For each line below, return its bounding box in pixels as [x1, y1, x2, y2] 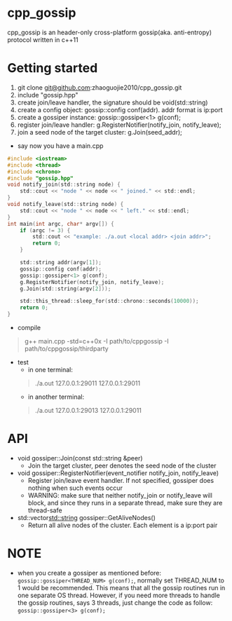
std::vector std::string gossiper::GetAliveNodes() [17, 513, 156, 521]
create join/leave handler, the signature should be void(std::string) [17, 98, 208, 107]
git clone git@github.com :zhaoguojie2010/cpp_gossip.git [17, 83, 182, 92]
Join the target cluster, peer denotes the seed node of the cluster [27, 461, 217, 470]
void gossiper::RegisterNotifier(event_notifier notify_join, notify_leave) [17, 468, 219, 477]
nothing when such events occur [27, 484, 123, 492]
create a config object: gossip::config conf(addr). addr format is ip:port [17, 105, 223, 114]
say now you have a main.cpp [17, 142, 104, 150]
